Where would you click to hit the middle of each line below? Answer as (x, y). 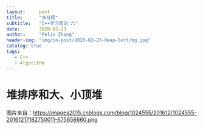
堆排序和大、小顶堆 (54, 95)
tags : (13, 52)
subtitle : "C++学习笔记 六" (42, 23)
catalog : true (24, 46)
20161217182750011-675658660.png (52, 120)
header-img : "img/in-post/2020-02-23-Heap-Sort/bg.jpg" (78, 40)
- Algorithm (29, 63)
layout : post (28, 12)
